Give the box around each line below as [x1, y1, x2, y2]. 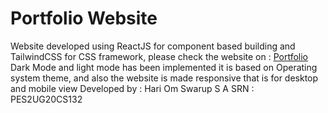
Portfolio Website [10, 7, 158, 30]
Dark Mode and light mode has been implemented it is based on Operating [10, 61, 318, 73]
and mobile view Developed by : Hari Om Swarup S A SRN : [10, 82, 255, 94]
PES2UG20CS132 [10, 93, 83, 105]
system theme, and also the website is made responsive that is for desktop [10, 72, 319, 84]
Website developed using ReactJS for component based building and [10, 40, 296, 52]
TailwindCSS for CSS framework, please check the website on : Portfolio [10, 50, 309, 62]
